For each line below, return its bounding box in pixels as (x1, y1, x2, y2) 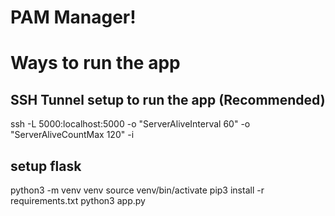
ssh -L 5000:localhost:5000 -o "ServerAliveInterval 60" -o (10, 118, 251, 130)
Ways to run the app (10, 52, 181, 75)
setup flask (10, 157, 82, 175)
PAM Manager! (10, 6, 137, 29)
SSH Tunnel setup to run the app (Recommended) (10, 91, 326, 108)
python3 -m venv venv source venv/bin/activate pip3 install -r (10, 184, 265, 196)
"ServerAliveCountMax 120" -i (10, 129, 135, 141)
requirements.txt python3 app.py (10, 195, 146, 206)
